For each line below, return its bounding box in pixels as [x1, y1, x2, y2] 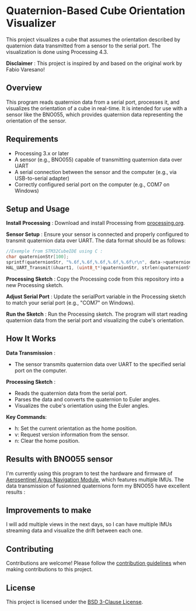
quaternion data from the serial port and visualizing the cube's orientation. [6, 316, 185, 323]
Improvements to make [6, 505, 92, 515]
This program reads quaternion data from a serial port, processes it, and [6, 98, 180, 105]
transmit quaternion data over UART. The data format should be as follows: [6, 237, 186, 244]
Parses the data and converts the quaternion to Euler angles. [14, 395, 160, 402]
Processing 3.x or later [14, 149, 69, 156]
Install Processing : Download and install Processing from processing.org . [6, 220, 185, 227]
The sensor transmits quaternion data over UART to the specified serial [14, 360, 185, 367]
